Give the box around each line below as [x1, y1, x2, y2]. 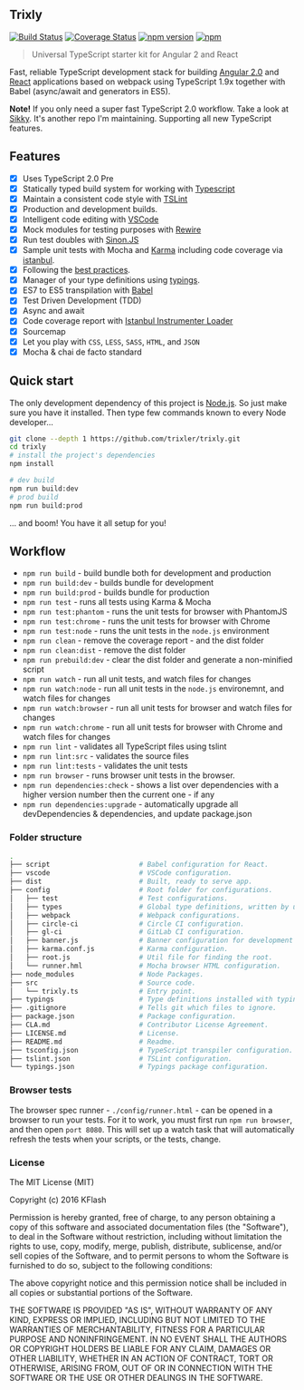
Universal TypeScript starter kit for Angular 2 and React [31, 49, 239, 60]
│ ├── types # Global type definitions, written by [9, 902, 290, 911]
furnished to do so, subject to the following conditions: [9, 1259, 213, 1270]
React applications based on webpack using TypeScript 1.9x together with [9, 76, 286, 87]
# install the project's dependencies [9, 451, 156, 461]
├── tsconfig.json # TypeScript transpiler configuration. [9, 1045, 294, 1055]
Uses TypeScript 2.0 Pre [22, 172, 114, 184]
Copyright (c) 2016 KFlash [9, 1194, 107, 1205]
